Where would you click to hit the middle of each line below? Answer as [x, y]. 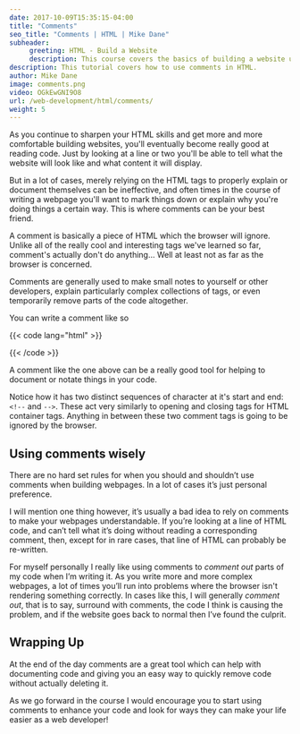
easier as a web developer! [59, 719]
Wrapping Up [47, 642]
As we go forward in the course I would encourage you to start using [135, 700]
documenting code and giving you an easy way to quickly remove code [141, 673]
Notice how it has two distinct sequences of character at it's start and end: [146, 397]
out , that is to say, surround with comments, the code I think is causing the [146, 605]
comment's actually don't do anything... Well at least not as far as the [137, 255]
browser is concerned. [51, 264]
